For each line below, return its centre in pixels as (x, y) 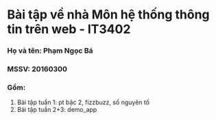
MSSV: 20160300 (37, 69)
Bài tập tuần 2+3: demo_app (57, 110)
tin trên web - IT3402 (69, 29)
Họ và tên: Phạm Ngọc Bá (50, 51)
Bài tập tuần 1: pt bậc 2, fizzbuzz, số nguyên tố (83, 102)
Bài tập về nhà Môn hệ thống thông (109, 15)
